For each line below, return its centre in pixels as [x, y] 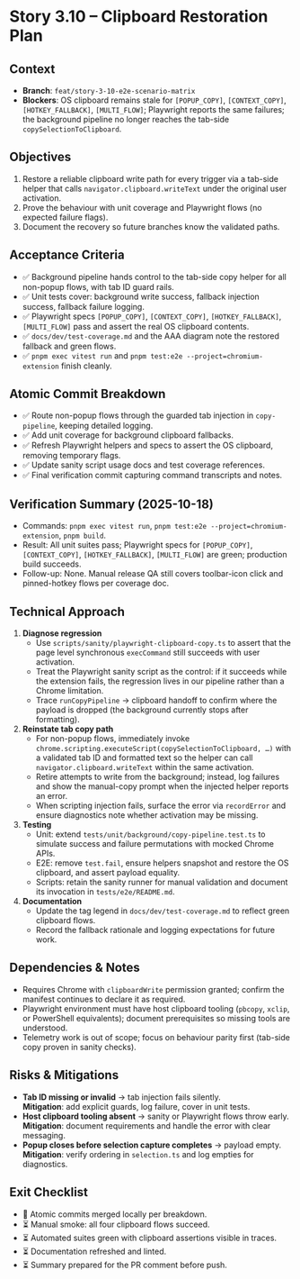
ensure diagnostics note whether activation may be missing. [147, 815]
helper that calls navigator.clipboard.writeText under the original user [154, 188]
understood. [45, 1028]
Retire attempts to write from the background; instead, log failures [158, 777]
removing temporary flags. [71, 456]
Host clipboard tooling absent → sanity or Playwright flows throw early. [155, 1116]
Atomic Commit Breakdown [88, 394]
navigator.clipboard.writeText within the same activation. [145, 767]
